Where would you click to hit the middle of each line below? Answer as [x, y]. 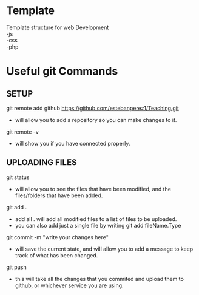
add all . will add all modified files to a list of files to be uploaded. [96, 219]
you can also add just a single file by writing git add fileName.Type [98, 225]
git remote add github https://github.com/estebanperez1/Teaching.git [93, 108]
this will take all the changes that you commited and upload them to [99, 279]
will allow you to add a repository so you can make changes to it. [96, 120]
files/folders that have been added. [59, 195]
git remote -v [23, 132]
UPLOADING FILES [42, 162]
